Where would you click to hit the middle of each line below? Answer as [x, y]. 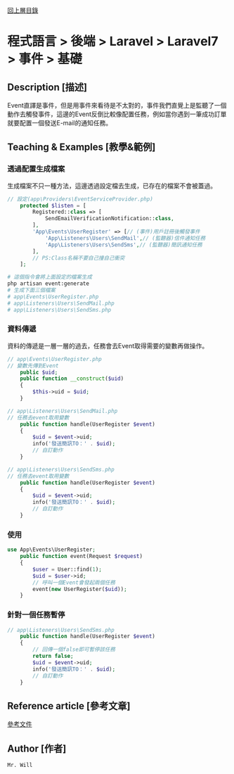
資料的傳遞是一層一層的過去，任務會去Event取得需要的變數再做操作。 [108, 345]
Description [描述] [47, 87]
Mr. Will [20, 766]
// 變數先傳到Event [33, 366]
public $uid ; [39, 372]
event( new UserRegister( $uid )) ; [80, 589]
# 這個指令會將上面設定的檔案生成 [50, 277]
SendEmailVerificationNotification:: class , [109, 219]
